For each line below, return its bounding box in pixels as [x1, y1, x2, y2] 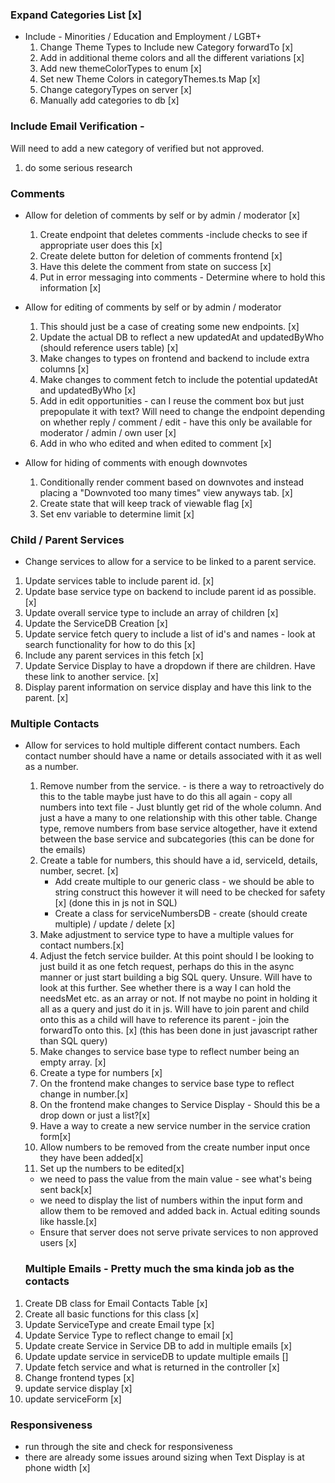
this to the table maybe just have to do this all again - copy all [39, 791, 293, 803]
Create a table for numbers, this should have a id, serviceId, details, [39, 854, 318, 867]
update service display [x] [24, 1382, 133, 1394]
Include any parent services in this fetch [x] [24, 649, 204, 662]
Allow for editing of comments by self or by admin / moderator [24, 301, 282, 313]
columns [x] [39, 363, 90, 375]
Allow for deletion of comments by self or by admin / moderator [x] [24, 209, 301, 221]
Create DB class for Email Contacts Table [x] [24, 1297, 208, 1309]
